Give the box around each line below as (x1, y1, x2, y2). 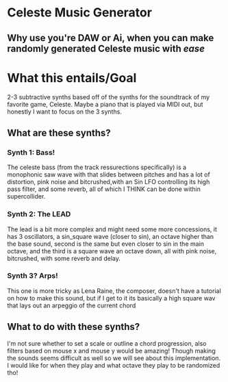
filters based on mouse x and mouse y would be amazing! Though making (7, 346, 216, 355)
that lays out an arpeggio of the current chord (7, 301, 136, 309)
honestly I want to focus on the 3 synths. (7, 107, 122, 116)
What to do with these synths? (7, 321, 140, 333)
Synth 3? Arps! (7, 271, 58, 281)
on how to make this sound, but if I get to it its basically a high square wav (7, 294, 216, 302)
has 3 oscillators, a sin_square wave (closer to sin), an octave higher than (7, 232, 214, 240)
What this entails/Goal (7, 70, 137, 86)
